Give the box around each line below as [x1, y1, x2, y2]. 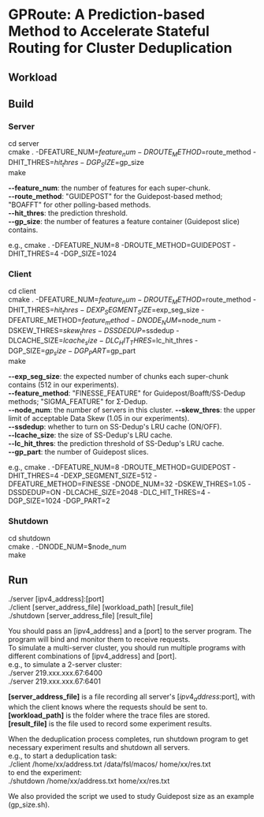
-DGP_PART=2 [62, 496, 110, 505]
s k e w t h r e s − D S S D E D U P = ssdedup [62, 325, 175, 337]
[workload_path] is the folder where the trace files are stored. [8, 710, 210, 720]
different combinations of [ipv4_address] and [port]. [8, 651, 177, 661]
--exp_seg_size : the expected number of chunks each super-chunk [8, 371, 229, 380]
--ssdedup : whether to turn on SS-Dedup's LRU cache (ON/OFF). [8, 422, 222, 431]
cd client [8, 287, 37, 296]
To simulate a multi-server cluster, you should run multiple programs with [8, 643, 246, 653]
